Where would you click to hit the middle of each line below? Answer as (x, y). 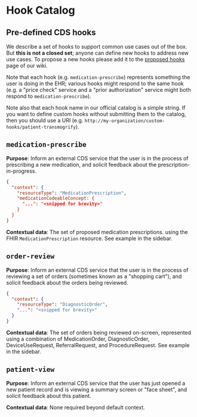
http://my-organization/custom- (125, 121)
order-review (30, 256)
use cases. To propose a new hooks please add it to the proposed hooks (96, 59)
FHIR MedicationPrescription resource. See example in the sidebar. (90, 238)
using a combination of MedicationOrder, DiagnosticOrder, (78, 339)
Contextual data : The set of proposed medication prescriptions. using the (97, 232)
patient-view (30, 370)
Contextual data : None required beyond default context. (76, 407)
